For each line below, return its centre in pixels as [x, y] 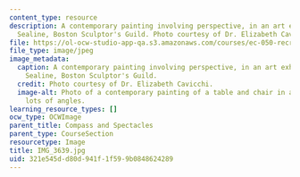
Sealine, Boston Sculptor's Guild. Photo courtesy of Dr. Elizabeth [147, 34]
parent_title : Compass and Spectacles [81, 126]
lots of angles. [56, 101]
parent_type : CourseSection [62, 134]
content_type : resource [54, 17]
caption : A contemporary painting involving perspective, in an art [147, 68]
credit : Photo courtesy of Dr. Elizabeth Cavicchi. [116, 84]
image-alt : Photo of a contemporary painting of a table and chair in [151, 92]
